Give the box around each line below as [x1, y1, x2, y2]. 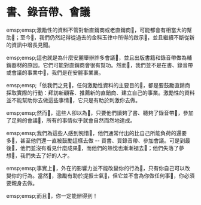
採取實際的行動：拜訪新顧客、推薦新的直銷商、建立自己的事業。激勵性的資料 [6, 89, 195, 96]
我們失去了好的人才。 [20, 152, 73, 159]
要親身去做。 [6, 179, 38, 186]
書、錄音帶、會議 [6, 5, 91, 19]
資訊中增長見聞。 [11, 41, 54, 48]
